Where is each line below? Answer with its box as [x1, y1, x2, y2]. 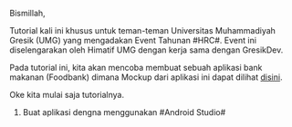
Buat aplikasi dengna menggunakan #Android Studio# [22, 107, 226, 117]
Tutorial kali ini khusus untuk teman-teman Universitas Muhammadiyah [9, 25, 276, 35]
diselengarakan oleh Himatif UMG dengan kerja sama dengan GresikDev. [9, 44, 284, 55]
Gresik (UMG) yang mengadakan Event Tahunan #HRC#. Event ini [9, 35, 257, 45]
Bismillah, [9, 8, 46, 18]
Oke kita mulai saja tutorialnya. [9, 90, 125, 100]
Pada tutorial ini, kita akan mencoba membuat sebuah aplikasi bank [9, 63, 263, 73]
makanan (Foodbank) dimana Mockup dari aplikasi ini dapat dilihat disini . [9, 72, 283, 83]
